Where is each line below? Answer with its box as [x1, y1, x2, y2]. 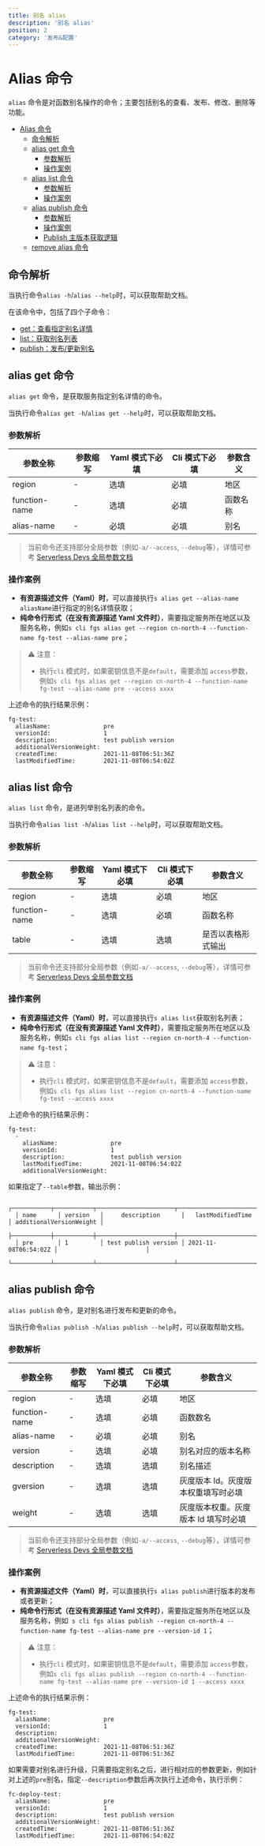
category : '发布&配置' [8, 33, 78, 42]
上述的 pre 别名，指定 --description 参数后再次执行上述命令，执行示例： [14, 1775, 244, 1784]
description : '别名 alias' [8, 19, 95, 27]
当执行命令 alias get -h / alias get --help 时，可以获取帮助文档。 [8, 408, 221, 418]
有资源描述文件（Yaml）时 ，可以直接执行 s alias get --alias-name [19, 593, 239, 603]
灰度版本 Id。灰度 [179, 1475, 244, 1486]
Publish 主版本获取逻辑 [43, 233, 118, 242]
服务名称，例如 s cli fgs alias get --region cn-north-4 [19, 623, 207, 632]
